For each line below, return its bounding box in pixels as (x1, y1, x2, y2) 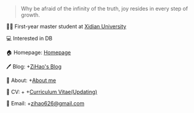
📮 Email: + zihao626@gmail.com (6, 100, 85, 106)
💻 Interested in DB (6, 35, 53, 42)
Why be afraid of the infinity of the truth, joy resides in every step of (20, 5, 188, 12)
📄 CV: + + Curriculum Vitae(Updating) (6, 89, 97, 95)
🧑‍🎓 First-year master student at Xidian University (6, 23, 127, 30)
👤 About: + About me (6, 77, 57, 84)
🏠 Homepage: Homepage (6, 49, 71, 56)
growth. (20, 11, 40, 18)
